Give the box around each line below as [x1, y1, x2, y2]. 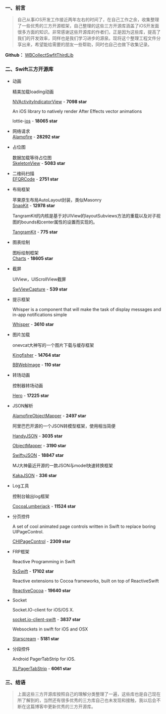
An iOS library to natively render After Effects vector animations [12, 108, 142, 114]
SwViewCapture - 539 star [12, 286, 68, 292]
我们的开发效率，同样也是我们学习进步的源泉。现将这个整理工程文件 [17, 35, 157, 41]
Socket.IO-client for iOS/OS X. [12, 607, 74, 612]
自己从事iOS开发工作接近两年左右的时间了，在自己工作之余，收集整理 [17, 16, 160, 23]
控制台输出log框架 [12, 493, 50, 499]
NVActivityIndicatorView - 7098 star [12, 99, 87, 104]
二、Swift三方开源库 [5, 66, 54, 73]
